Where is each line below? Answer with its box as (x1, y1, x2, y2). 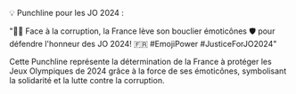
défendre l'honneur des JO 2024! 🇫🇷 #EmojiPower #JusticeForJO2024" (9, 39, 277, 49)
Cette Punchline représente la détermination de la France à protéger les (9, 57, 272, 67)
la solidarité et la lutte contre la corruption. (9, 75, 165, 85)
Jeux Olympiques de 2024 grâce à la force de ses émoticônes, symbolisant (9, 66, 287, 76)
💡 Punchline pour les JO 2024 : (9, 8, 125, 18)
